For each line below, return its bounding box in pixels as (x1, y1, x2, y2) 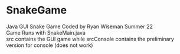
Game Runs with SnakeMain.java (6, 29, 86, 36)
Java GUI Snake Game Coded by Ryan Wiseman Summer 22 (6, 23, 153, 30)
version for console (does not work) (6, 42, 93, 49)
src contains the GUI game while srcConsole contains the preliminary (6, 35, 174, 42)
